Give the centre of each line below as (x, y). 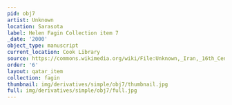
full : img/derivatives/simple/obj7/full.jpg (72, 90)
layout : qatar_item (35, 71)
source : (18, 59)
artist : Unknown (30, 20)
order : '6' (23, 65)
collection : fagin (33, 78)
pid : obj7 (21, 13)
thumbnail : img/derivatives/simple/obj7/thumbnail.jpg (88, 84)
